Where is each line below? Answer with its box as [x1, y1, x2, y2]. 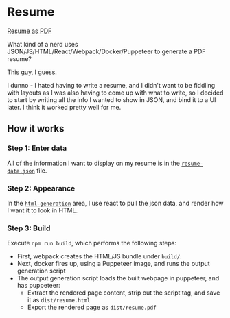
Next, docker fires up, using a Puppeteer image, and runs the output [16, 260, 211, 268]
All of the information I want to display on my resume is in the [7, 159, 181, 167]
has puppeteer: [16, 282, 60, 290]
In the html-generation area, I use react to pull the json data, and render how [7, 199, 225, 207]
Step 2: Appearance [7, 183, 76, 193]
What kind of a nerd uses [7, 40, 78, 48]
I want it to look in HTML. [7, 206, 78, 215]
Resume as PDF [7, 27, 52, 35]
